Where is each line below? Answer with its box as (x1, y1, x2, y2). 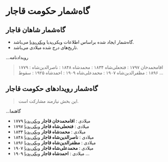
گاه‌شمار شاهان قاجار (6, 26, 66, 34)
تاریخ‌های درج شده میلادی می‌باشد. (13, 44, 79, 51)
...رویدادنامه (6, 54, 29, 60)
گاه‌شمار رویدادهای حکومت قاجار (6, 84, 99, 93)
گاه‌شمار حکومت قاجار (6, 5, 90, 17)
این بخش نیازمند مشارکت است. (18, 98, 79, 104)
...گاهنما (6, 108, 21, 114)
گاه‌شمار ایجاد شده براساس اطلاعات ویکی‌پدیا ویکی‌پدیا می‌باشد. (13, 39, 134, 45)
